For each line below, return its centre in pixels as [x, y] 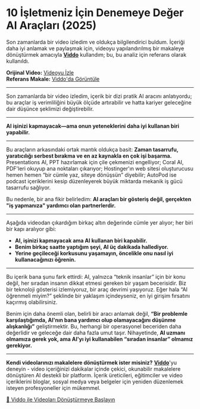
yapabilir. [18, 132]
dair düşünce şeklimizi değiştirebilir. [50, 109]
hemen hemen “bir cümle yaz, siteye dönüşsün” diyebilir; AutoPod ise [91, 175]
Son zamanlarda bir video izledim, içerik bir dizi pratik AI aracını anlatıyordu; [99, 96]
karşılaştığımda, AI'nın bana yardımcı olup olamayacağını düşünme [91, 320]
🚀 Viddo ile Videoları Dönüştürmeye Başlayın [61, 399]
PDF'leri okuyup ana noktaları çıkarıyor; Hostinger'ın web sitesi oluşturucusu [100, 168]
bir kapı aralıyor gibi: [31, 229]
